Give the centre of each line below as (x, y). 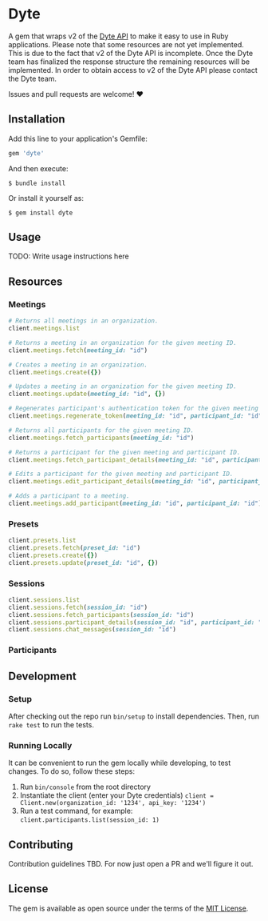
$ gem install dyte (41, 213)
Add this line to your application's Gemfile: (78, 138)
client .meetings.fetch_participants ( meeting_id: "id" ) (101, 438)
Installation (37, 120)
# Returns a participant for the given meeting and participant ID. (124, 452)
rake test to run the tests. (51, 724)
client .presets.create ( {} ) (53, 555)
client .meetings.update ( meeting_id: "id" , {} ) (87, 394)
